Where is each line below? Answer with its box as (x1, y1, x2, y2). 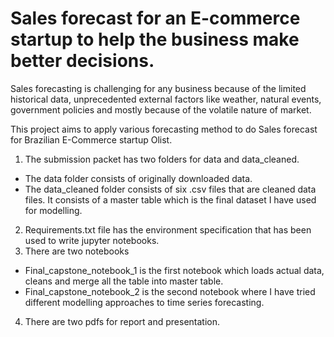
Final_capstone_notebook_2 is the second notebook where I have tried (24, 285, 316, 297)
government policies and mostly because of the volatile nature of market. (10, 103, 312, 116)
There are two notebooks (24, 245, 130, 257)
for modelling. (24, 204, 83, 216)
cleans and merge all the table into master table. (24, 275, 224, 287)
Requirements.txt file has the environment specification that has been (24, 223, 312, 236)
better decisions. (10, 50, 155, 72)
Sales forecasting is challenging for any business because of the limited (10, 82, 307, 94)
